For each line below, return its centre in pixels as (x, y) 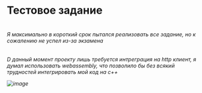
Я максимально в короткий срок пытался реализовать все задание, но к (101, 35)
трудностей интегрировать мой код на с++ (63, 72)
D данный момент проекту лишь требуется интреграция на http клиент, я (102, 59)
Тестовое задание (55, 10)
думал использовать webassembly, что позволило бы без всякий (91, 66)
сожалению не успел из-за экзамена (55, 41)
